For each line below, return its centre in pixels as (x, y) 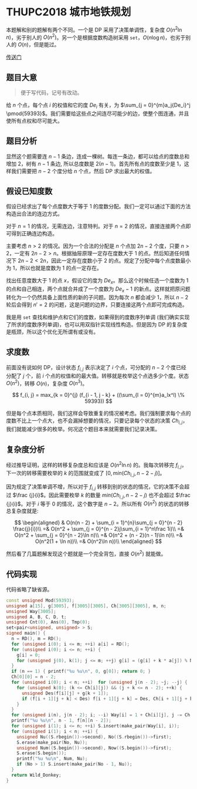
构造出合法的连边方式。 (34, 214)
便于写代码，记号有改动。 (51, 93)
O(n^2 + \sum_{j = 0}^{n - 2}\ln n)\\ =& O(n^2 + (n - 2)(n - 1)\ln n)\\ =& (98, 535)
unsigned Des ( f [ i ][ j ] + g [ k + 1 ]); (65, 693)
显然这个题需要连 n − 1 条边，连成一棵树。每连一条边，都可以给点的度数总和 (98, 156)
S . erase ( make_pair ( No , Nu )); (52, 742)
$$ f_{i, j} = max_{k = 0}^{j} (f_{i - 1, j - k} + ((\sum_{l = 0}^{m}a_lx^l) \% (98, 395)
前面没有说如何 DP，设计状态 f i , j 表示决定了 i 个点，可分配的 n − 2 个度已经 (96, 368)
